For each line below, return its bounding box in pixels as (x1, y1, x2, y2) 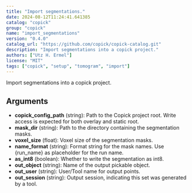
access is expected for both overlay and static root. (14, 118, 139, 125)
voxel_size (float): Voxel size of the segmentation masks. (14, 137, 153, 144)
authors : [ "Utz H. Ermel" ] (6, 52, 72, 58)
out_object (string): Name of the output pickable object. (14, 162, 151, 169)
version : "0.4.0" (6, 36, 49, 42)
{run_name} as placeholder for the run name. (14, 149, 124, 156)
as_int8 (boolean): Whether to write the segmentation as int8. (14, 155, 164, 162)
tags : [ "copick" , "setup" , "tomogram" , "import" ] (6, 63, 130, 69)
